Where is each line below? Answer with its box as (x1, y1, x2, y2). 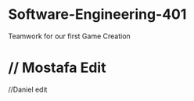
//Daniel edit (8, 85, 48, 94)
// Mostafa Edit (8, 59, 106, 77)
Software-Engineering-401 (8, 5, 187, 23)
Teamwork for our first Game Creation (8, 31, 131, 41)
